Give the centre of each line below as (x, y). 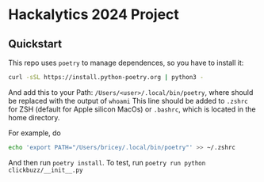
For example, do (34, 133)
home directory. (34, 117)
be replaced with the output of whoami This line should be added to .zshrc (128, 100)
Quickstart (35, 44)
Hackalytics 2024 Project (94, 15)
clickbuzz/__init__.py (46, 170)
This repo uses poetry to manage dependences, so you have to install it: (126, 63)
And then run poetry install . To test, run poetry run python (107, 162)
